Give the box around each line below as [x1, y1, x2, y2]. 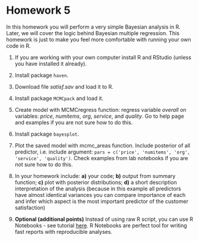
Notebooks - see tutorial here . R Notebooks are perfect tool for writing [14, 221, 187, 229]
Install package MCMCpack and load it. [14, 95, 104, 102]
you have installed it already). [14, 60, 87, 67]
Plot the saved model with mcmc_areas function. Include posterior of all [14, 142, 191, 149]
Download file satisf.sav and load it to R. [14, 83, 114, 90]
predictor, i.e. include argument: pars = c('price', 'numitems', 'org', [14, 148, 191, 155]
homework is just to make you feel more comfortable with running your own [6, 36, 191, 43]
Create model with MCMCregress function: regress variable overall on [14, 106, 187, 113]
